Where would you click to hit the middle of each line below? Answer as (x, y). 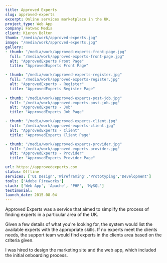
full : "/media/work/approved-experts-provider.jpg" (65, 149)
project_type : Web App (29, 24)
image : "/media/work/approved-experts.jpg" (51, 43)
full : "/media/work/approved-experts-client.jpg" (62, 126)
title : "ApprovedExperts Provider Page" (52, 158)
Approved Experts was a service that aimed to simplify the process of (77, 209)
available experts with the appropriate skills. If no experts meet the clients (81, 230)
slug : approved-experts (30, 15)
